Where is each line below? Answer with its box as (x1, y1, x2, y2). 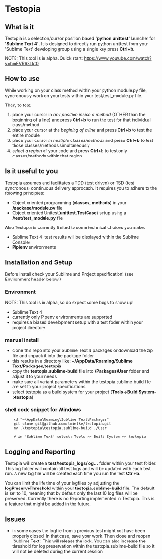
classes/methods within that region (12, 153, 82, 158)
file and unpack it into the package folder (12, 353, 94, 359)
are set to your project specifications (12, 384, 86, 390)
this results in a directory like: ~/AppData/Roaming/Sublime (12, 358, 133, 364)
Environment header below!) (5, 276, 61, 282)
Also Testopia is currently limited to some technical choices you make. (5, 225, 145, 230)
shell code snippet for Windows (5, 406, 81, 413)
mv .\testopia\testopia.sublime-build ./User (14, 426, 107, 431)
